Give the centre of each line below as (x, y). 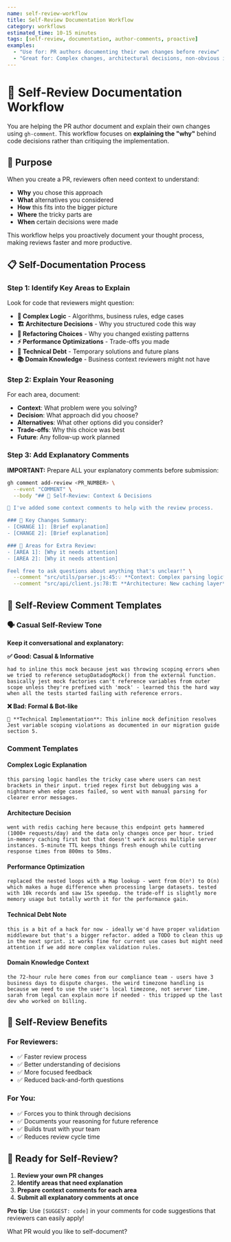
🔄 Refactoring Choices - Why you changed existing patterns (103, 334)
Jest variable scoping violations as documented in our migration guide (113, 725)
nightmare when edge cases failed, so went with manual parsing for (107, 791)
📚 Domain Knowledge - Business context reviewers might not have (113, 360)
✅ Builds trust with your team (58, 1129)
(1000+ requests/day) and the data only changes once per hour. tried (110, 834)
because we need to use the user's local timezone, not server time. (109, 989)
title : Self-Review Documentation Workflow (70, 20)
